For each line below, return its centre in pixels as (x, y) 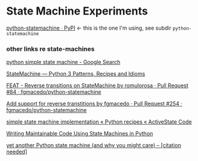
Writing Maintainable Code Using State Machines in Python (80, 134)
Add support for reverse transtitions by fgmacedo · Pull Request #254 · (94, 103)
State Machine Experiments (77, 11)
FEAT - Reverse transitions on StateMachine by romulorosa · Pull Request (97, 85)
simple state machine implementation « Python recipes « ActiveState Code (99, 122)
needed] (17, 152)
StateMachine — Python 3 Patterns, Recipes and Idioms (76, 74)
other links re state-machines (50, 48)
